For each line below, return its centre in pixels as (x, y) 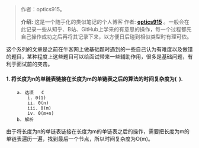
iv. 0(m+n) (41, 114)
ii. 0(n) (38, 103)
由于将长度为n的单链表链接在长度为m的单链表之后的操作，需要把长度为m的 (98, 131)
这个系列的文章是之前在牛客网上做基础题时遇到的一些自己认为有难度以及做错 (99, 49)
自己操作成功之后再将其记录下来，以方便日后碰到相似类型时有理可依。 (106, 37)
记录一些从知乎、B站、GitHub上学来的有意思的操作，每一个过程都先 (109, 29)
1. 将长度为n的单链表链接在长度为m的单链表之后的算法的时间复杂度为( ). (94, 79)
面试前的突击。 (35, 64)
